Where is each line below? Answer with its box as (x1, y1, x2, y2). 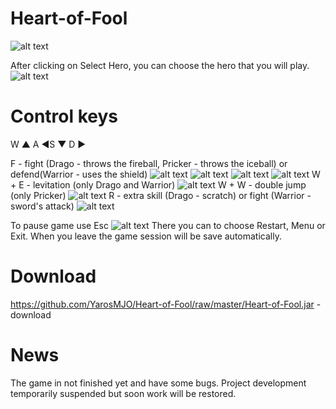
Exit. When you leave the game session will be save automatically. (10, 230, 282, 242)
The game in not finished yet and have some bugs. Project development (10, 377, 307, 389)
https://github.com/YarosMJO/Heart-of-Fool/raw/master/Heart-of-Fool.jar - (10, 298, 322, 310)
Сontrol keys (10, 105, 119, 128)
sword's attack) (10, 200, 75, 212)
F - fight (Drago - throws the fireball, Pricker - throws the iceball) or (10, 157, 288, 169)
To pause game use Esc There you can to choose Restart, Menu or (10, 219, 326, 231)
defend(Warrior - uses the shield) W (10, 168, 321, 180)
